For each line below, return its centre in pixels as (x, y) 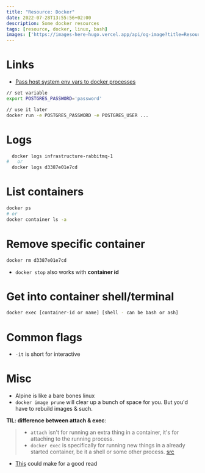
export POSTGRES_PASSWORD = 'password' (54, 98)
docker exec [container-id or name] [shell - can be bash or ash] (92, 313)
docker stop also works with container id (67, 272)
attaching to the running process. (72, 439)
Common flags (44, 337)
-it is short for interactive (48, 354)
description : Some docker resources (53, 23)
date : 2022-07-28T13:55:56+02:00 (49, 18)
